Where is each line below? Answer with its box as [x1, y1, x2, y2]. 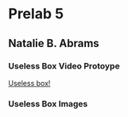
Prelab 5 [8, 5, 64, 23]
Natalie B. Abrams [8, 37, 99, 50]
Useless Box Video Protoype [8, 60, 121, 72]
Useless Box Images [8, 98, 88, 109]
